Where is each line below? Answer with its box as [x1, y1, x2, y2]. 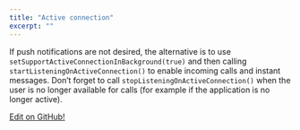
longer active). [9, 93, 63, 104]
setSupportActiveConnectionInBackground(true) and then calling [9, 56, 247, 66]
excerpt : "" [9, 22, 54, 30]
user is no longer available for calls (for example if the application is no [9, 84, 270, 95]
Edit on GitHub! [9, 111, 65, 122]
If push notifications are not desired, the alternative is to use [9, 46, 231, 56]
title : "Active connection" [9, 13, 115, 22]
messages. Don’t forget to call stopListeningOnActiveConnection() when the [9, 74, 291, 85]
